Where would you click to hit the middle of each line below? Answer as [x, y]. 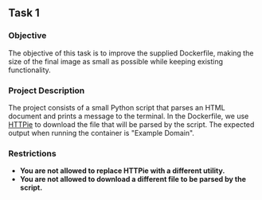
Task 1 [24, 13]
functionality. [30, 70]
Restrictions [33, 153]
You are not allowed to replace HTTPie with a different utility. [122, 171]
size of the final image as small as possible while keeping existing [116, 61]
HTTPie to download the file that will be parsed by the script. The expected [131, 124]
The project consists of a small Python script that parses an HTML [117, 107]
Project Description [47, 90]
